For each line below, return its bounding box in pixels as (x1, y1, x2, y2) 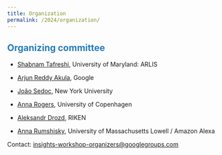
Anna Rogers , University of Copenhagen (17, 101, 132, 109)
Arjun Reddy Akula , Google (17, 74, 94, 82)
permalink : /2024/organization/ (7, 17, 100, 23)
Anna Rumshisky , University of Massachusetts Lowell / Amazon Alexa (17, 127, 215, 135)
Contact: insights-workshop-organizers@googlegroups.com (7, 141, 179, 149)
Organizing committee (7, 42, 105, 54)
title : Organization (7, 10, 67, 17)
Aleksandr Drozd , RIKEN (17, 114, 86, 122)
